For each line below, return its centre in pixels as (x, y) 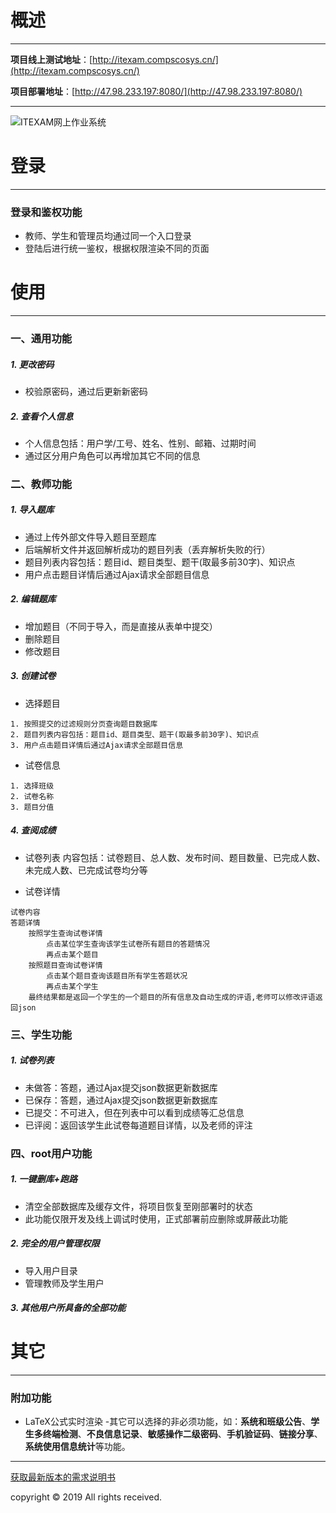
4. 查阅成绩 (33, 830)
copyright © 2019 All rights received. (86, 1497)
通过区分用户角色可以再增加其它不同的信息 (112, 455)
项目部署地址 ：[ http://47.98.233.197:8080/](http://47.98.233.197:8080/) (156, 91)
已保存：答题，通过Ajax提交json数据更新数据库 (121, 1100)
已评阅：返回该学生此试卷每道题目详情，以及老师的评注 (138, 1125)
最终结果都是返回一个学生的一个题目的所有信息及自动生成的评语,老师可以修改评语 (172, 997)
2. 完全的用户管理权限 (55, 1243)
